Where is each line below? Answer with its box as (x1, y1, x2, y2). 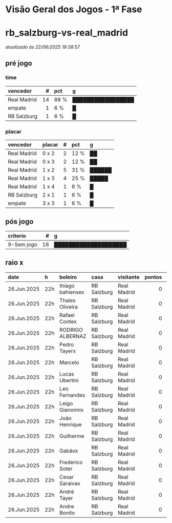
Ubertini (59, 377, 79, 384)
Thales (59, 297, 76, 304)
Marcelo (59, 359, 79, 366)
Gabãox (59, 447, 78, 454)
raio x (5, 258, 24, 267)
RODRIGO (59, 326, 83, 333)
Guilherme (59, 432, 84, 440)
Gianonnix (59, 406, 84, 413)
